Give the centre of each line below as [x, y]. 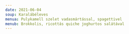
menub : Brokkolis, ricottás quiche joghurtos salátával [65, 24]
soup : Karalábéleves [27, 14]
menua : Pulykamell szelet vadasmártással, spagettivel [64, 19]
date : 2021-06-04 [23, 10]
